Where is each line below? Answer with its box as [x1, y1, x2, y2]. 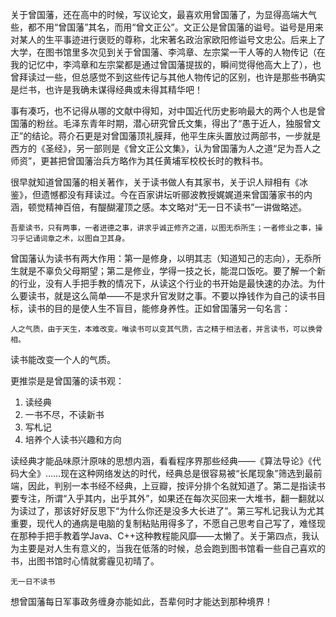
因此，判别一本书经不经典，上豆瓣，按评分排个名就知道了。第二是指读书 [27, 480, 326, 492]
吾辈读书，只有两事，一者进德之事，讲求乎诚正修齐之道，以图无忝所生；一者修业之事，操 [10, 223, 323, 233]
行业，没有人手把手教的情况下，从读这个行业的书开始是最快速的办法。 [18, 278, 308, 289]
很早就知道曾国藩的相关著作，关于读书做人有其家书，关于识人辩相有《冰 [10, 176, 308, 188]
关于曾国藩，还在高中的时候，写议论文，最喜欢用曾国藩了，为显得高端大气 [10, 9, 317, 20]
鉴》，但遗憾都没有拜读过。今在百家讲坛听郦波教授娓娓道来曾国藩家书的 [10, 189, 304, 200]
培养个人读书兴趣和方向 [24, 434, 122, 445]
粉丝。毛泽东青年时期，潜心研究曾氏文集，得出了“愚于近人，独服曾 [36, 118, 313, 129]
